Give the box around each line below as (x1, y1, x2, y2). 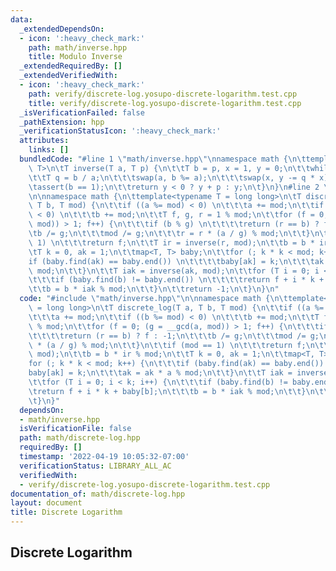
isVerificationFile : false (19, 424, 132, 434)
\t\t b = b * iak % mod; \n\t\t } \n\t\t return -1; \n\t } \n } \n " (28, 284, 280, 295)
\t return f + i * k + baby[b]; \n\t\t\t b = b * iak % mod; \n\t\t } (28, 386, 307, 396)
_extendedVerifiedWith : (19, 71, 118, 81)
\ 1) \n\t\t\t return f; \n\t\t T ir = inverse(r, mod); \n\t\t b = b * (28, 237, 315, 248)
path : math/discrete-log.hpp (19, 433, 141, 443)
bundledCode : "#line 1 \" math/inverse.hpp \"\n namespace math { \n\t (19, 154, 307, 164)
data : (10, 14, 33, 25)
